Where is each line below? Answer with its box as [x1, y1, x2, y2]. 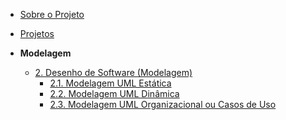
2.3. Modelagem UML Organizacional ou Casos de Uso [49, 99, 277, 110]
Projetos [19, 28, 55, 39]
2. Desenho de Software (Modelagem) [34, 67, 193, 78]
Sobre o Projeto [19, 9, 85, 20]
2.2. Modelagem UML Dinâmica [49, 88, 180, 99]
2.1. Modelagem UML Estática [49, 77, 172, 89]
